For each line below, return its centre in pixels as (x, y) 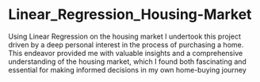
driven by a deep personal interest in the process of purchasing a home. (126, 44)
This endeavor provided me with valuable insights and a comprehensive (126, 53)
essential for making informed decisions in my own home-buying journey (128, 69)
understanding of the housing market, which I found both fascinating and (128, 61)
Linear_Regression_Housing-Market (130, 15)
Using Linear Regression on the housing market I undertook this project (125, 36)
